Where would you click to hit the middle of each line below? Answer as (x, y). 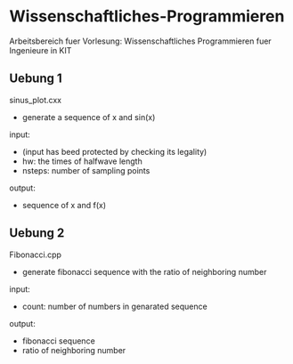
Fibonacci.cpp (36, 255)
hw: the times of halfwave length (82, 161)
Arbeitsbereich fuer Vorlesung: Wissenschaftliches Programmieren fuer (140, 41)
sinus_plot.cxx (36, 100)
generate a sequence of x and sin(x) (89, 117)
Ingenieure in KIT (41, 50)
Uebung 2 (37, 233)
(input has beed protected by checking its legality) (114, 151)
